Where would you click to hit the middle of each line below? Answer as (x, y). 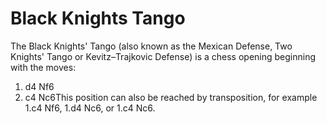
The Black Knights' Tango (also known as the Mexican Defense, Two (151, 46)
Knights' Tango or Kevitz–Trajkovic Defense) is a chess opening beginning (163, 56)
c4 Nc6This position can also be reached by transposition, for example (171, 97)
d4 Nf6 (39, 86)
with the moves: (43, 67)
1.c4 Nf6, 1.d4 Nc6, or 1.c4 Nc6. (90, 108)
